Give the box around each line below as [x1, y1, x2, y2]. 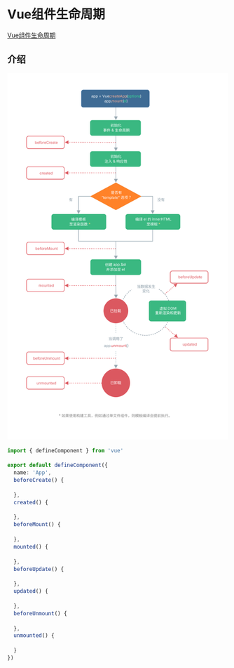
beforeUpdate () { [13, 565, 64, 572]
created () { [13, 499, 49, 506]
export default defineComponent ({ [7, 461, 109, 469]
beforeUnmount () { [13, 610, 68, 617]
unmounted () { [13, 632, 55, 639]
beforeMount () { [13, 521, 61, 528]
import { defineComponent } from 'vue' [7, 447, 124, 454]
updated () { [13, 588, 49, 595]
